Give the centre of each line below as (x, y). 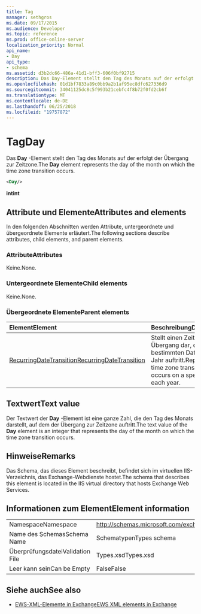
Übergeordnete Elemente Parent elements (68, 312)
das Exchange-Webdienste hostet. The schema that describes (114, 477)
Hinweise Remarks (41, 456)
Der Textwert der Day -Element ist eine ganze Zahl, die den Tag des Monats (100, 418)
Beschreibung (171, 327)
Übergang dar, (171, 345)
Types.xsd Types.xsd (125, 555)
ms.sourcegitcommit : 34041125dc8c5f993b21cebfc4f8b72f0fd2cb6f (87, 90)
